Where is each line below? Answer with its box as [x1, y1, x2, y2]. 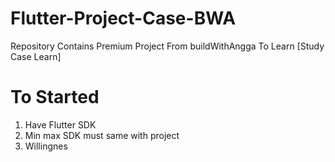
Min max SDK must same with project [24, 129, 180, 141]
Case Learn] [10, 50, 62, 62]
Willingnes [24, 140, 68, 152]
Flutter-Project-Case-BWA [10, 7, 237, 30]
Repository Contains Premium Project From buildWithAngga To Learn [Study [10, 40, 325, 52]
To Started [10, 86, 100, 109]
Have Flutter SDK [24, 118, 97, 131]
